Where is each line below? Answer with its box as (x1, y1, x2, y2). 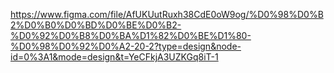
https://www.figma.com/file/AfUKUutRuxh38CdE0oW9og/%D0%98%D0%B (10, 9, 324, 20)
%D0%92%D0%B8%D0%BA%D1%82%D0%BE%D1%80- (10, 30, 252, 41)
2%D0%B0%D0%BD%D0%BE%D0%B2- (10, 19, 182, 31)
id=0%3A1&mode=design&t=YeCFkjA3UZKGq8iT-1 (10, 51, 219, 63)
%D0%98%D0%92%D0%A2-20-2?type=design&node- (10, 40, 242, 52)
